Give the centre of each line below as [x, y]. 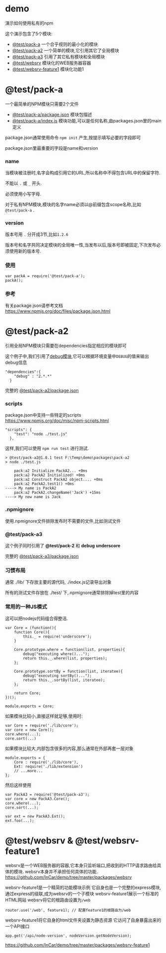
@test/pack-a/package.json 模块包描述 [52, 114]
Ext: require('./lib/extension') [49, 767]
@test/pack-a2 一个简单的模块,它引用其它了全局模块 [66, 50]
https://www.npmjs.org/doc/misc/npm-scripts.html [57, 421]
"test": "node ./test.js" [41, 434]
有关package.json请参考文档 [34, 306]
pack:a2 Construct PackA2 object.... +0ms [58, 480]
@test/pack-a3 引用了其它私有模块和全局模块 [58, 56]
